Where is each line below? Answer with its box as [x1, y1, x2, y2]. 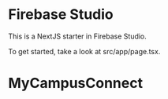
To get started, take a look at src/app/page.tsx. [8, 46, 161, 56]
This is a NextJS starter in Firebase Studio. [8, 31, 147, 41]
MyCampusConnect [8, 75, 144, 92]
